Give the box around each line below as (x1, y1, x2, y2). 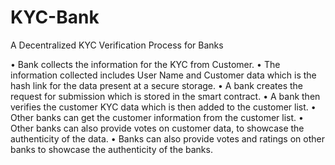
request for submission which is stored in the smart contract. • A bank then (10, 90, 321, 102)
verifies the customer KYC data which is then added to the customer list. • (10, 101, 317, 113)
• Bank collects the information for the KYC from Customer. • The (10, 58, 281, 70)
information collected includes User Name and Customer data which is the (10, 69, 317, 81)
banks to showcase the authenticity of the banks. (10, 143, 213, 155)
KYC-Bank (10, 6, 100, 29)
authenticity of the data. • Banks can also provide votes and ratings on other (10, 132, 325, 145)
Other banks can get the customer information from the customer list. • (10, 111, 304, 123)
